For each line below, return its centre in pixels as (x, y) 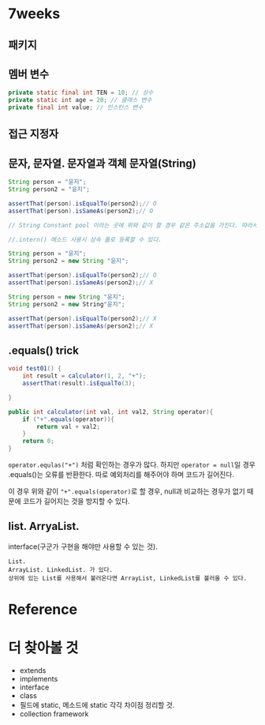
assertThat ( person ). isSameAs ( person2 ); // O (81, 211)
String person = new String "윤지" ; (67, 297)
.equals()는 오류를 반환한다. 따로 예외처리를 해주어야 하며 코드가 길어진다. (121, 475)
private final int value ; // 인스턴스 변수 (76, 107)
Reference (43, 610)
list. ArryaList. (44, 526)
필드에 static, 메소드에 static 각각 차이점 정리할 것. (97, 704)
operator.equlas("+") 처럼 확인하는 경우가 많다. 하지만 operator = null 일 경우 (132, 465)
